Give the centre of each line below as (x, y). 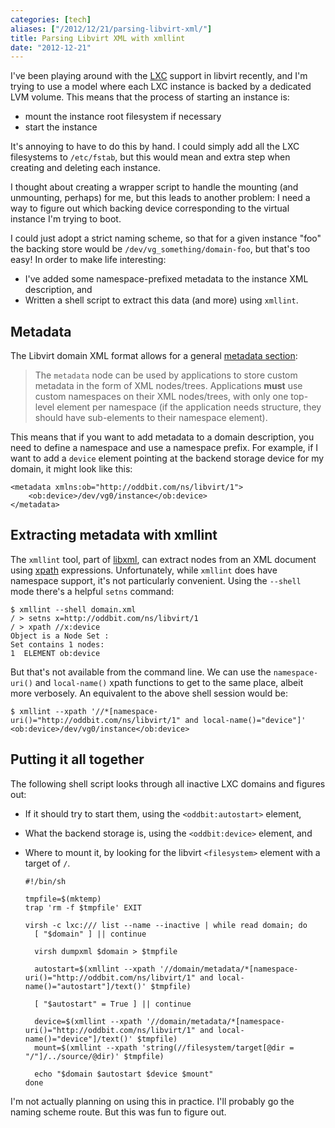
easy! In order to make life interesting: (88, 260)
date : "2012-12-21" (51, 47)
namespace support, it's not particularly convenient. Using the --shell (156, 580)
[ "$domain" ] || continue (90, 934)
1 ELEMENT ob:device (55, 653)
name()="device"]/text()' (78, 1039)
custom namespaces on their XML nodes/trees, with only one (161, 397)
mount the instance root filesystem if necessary (123, 117)
